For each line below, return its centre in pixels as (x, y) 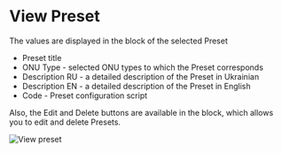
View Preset (55, 16)
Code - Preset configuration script (85, 96)
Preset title (42, 57)
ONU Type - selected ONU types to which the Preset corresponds (143, 67)
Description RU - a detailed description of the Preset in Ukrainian (141, 76)
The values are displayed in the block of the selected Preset (118, 41)
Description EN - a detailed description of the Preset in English (136, 86)
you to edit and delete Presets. (65, 122)
